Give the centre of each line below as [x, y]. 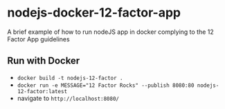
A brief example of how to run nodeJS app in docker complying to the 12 [111, 32]
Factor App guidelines [39, 39]
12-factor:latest [42, 91]
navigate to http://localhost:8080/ [68, 98]
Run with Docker [44, 61]
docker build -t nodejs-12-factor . [70, 78]
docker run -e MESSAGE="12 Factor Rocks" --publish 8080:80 [106, 85]
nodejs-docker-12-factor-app [94, 13]
